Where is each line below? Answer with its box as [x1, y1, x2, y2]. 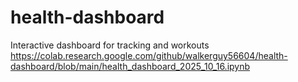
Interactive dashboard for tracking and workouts [10, 39, 210, 51]
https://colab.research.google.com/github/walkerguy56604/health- [10, 49, 288, 61]
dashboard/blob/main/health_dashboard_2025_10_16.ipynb [10, 60, 251, 72]
